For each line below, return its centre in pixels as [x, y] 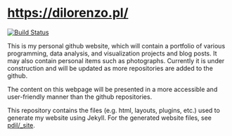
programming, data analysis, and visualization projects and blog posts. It [112, 53]
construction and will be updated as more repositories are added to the [110, 68]
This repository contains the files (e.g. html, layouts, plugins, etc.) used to [114, 110]
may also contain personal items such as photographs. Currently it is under [116, 60]
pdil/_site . [21, 125]
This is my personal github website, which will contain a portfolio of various [116, 46]
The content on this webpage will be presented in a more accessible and [112, 89]
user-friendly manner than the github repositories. [80, 97]
